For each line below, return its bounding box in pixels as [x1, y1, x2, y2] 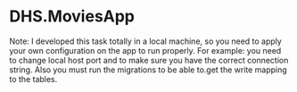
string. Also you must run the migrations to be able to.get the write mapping [9, 64, 287, 75]
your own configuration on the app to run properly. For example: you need [9, 45, 282, 55]
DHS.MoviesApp [9, 6, 136, 27]
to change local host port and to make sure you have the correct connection [9, 54, 289, 65]
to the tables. [9, 73, 58, 84]
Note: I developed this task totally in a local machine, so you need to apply [9, 36, 283, 46]
